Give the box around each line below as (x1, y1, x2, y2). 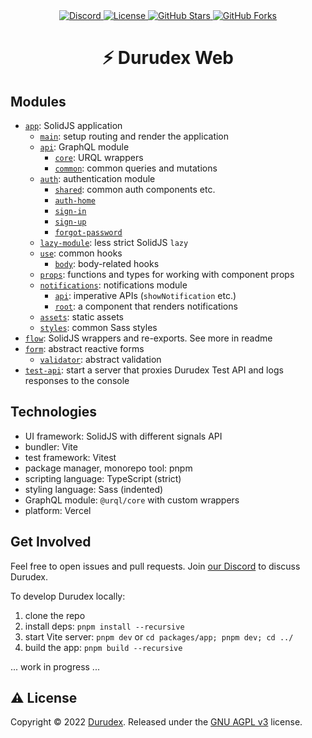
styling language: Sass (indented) (24, 483, 164, 495)
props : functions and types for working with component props (39, 269, 295, 280)
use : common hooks (39, 247, 123, 259)
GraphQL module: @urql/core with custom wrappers (24, 494, 240, 506)
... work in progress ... (10, 660, 100, 673)
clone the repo (24, 609, 86, 621)
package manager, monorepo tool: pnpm (24, 462, 193, 474)
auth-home (54, 196, 96, 206)
